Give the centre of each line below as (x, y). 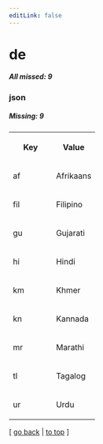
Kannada (72, 319)
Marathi (70, 347)
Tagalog (70, 375)
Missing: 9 (26, 116)
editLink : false (35, 15)
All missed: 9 (31, 76)
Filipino (69, 204)
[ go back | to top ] (39, 431)
